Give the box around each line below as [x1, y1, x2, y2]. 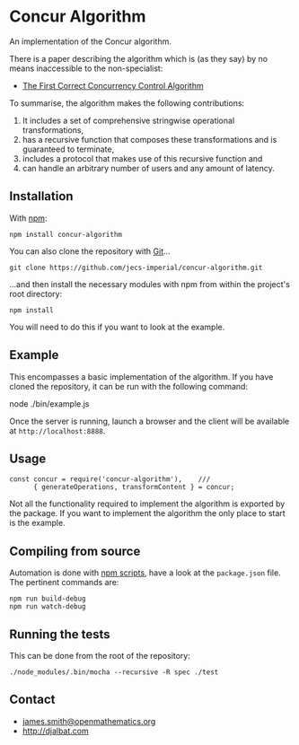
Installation [9, 188, 74, 204]
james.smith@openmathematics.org [22, 715, 156, 726]
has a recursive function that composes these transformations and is [22, 134, 277, 145]
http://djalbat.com [22, 725, 89, 736]
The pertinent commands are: [9, 577, 119, 588]
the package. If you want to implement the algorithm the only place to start [9, 508, 286, 519]
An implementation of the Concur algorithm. [9, 36, 172, 47]
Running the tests [9, 627, 110, 642]
